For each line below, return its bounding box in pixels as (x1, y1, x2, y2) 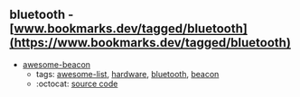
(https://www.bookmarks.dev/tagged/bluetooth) (9, 35, 292, 50)
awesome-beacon (22, 58, 91, 70)
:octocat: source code (35, 78, 118, 89)
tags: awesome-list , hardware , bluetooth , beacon (35, 68, 220, 79)
